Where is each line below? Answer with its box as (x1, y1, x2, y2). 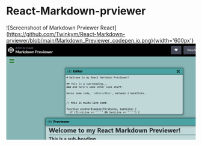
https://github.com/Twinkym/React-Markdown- (8, 30, 126, 37)
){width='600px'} (151, 37, 194, 44)
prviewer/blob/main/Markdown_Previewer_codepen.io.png (6, 37, 151, 44)
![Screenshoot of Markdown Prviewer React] (6, 24, 117, 31)
